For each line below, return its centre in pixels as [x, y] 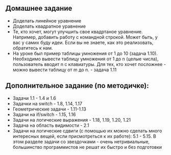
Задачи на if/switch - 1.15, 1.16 [44, 114]
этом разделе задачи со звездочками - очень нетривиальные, [81, 141]
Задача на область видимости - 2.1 [51, 125]
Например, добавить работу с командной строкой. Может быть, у [85, 37]
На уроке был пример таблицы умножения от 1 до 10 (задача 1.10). [85, 53]
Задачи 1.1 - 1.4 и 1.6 [34, 98]
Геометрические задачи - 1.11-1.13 [50, 109]
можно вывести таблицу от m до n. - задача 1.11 [65, 70]
